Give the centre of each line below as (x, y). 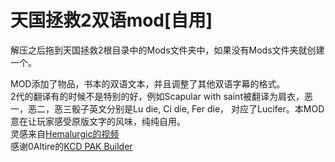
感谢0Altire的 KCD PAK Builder (71, 146)
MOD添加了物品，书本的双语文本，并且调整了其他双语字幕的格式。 (148, 83)
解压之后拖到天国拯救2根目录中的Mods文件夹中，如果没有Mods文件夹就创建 (167, 50)
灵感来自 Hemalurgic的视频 (65, 133)
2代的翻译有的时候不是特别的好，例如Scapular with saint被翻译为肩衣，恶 (161, 96)
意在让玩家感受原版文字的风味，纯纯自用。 (98, 121)
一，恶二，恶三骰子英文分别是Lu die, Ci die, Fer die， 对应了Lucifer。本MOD (167, 108)
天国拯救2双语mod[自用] (111, 20)
